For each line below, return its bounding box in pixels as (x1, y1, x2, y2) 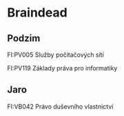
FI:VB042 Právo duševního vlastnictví (7, 102, 114, 110)
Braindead (7, 5, 68, 21)
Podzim (7, 32, 41, 44)
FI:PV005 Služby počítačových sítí (7, 50, 105, 59)
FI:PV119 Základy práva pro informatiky (7, 64, 118, 72)
